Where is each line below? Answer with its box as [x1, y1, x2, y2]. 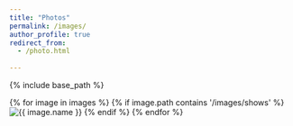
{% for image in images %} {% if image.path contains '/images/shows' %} [9, 97, 285, 108]
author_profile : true [9, 30, 91, 39]
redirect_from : [9, 38, 67, 48]
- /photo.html [17, 47, 70, 56]
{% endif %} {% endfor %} [84, 107, 184, 117]
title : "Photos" [9, 13, 70, 22]
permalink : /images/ [9, 22, 87, 31]
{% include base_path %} [9, 80, 105, 90]
